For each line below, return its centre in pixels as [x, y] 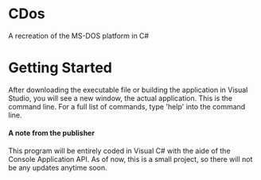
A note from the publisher [52, 133]
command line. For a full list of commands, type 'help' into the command [127, 106]
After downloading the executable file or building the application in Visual [128, 90]
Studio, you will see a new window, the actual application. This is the [121, 98]
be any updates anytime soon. [58, 168]
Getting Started [60, 68]
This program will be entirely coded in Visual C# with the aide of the [119, 151]
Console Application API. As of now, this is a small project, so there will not [130, 159]
